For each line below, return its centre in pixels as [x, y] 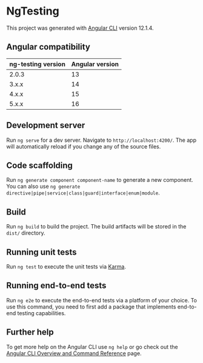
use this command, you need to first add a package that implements [91, 307]
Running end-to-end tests [56, 286]
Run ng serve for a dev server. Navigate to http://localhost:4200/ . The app [101, 140]
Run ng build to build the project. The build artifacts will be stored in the [96, 227]
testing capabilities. [42, 313]
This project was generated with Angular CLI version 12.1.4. [80, 28]
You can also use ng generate [43, 187]
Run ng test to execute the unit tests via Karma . [66, 267]
